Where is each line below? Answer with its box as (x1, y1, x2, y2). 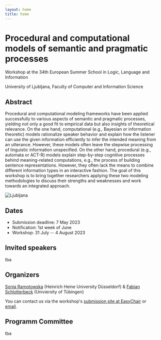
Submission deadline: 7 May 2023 (12, 220, 80, 225)
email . (5, 303, 17, 309)
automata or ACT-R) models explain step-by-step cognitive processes (5, 152, 145, 158)
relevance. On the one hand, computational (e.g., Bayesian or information (5, 126, 151, 132)
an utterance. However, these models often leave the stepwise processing (5, 142, 153, 148)
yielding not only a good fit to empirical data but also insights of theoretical (5, 121, 155, 127)
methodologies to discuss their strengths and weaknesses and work (5, 178, 142, 184)
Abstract (5, 98, 32, 106)
